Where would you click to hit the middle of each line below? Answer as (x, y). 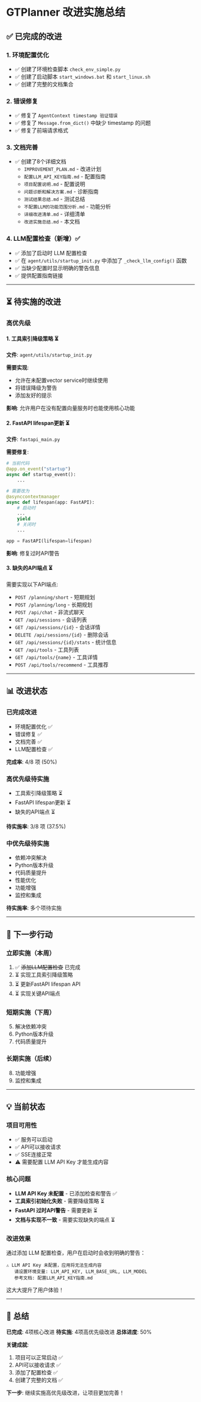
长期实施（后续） (31, 1059)
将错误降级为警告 (36, 388)
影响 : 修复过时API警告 (33, 553)
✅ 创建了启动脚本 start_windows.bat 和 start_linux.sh (83, 76)
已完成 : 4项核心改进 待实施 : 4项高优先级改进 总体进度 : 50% (79, 1332)
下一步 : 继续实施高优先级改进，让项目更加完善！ (65, 1392)
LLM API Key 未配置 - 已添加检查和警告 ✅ (66, 1193)
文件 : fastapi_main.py (33, 440)
